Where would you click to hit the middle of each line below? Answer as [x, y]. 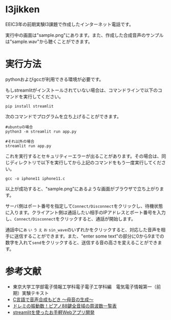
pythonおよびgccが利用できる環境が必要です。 [55, 79]
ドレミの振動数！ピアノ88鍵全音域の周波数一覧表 [65, 306]
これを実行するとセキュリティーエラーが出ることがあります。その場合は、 [83, 156]
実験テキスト [35, 293]
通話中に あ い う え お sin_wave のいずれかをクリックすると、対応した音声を [83, 229]
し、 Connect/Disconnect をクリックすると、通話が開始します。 [70, 219]
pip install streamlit [29, 106]
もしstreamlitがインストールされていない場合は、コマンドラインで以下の [82, 90]
